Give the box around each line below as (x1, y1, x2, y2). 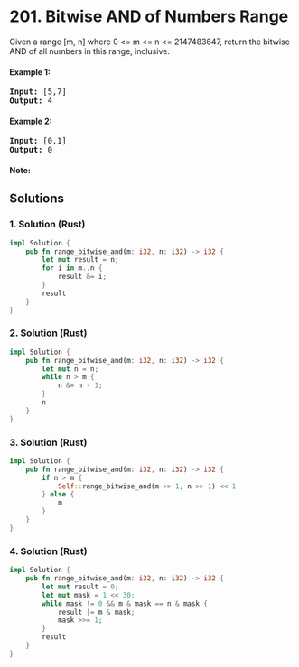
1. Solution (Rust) (9, 218, 86, 231)
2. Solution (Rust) (9, 327, 88, 339)
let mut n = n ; (42, 364, 99, 374)
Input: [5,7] (9, 87, 68, 97)
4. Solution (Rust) (9, 544, 88, 557)
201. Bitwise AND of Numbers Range (9, 6, 289, 27)
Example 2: (9, 116, 52, 126)
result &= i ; (57, 273, 107, 282)
